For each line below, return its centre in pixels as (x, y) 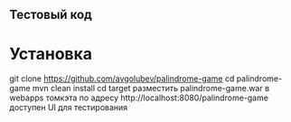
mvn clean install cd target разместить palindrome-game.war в (151, 89)
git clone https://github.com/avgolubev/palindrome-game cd (122, 79)
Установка (51, 54)
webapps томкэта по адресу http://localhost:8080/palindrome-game (139, 98)
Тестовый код (51, 15)
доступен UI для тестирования (69, 108)
